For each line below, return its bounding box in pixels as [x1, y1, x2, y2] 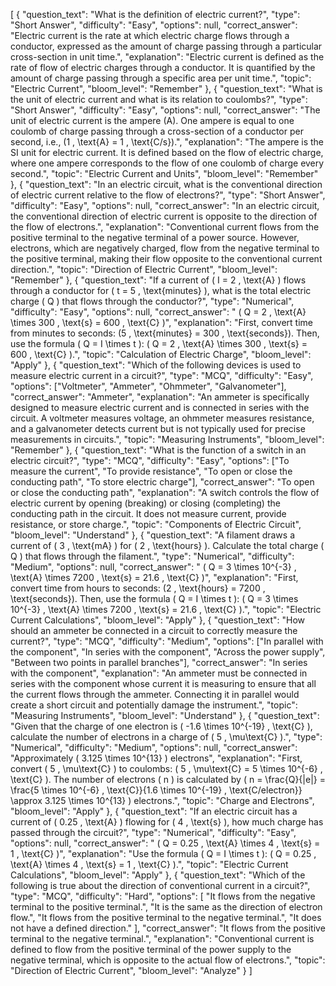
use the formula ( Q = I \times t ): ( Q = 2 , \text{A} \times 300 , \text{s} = [10, 338, 308, 349]
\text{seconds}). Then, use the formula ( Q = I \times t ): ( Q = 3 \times [10, 593, 299, 604]
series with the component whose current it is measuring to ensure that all [10, 678, 317, 689]
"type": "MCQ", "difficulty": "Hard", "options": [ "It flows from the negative [10, 890, 316, 902]
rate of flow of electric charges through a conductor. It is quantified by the [10, 62, 316, 73]
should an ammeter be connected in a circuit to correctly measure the [10, 625, 298, 636]
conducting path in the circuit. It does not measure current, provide [10, 508, 287, 519]
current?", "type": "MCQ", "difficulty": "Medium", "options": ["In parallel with [10, 635, 324, 647]
